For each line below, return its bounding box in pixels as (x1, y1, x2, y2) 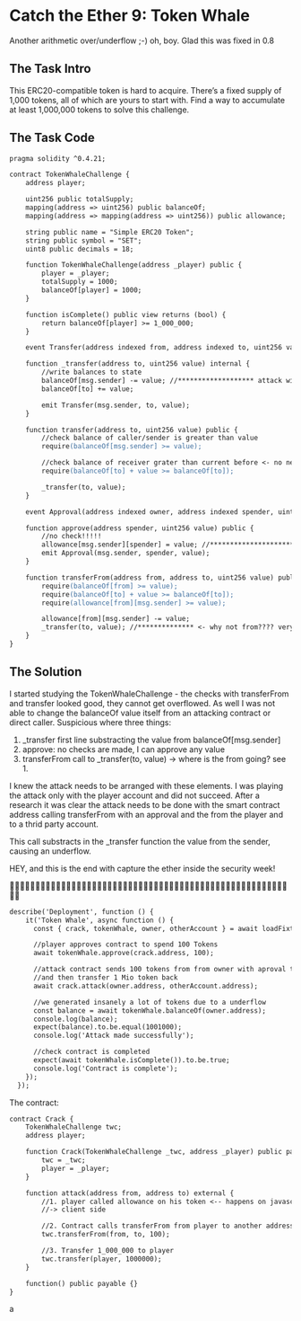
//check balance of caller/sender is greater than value (41, 433, 258, 443)
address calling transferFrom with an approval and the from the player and (9, 809, 284, 820)
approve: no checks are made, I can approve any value (21, 743, 226, 755)
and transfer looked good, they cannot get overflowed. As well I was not (9, 697, 276, 708)
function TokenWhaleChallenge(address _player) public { (25, 261, 243, 270)
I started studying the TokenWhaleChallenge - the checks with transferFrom (9, 688, 289, 699)
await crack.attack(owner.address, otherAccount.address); (32, 981, 258, 990)
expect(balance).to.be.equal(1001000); (32, 1023, 182, 1032)
